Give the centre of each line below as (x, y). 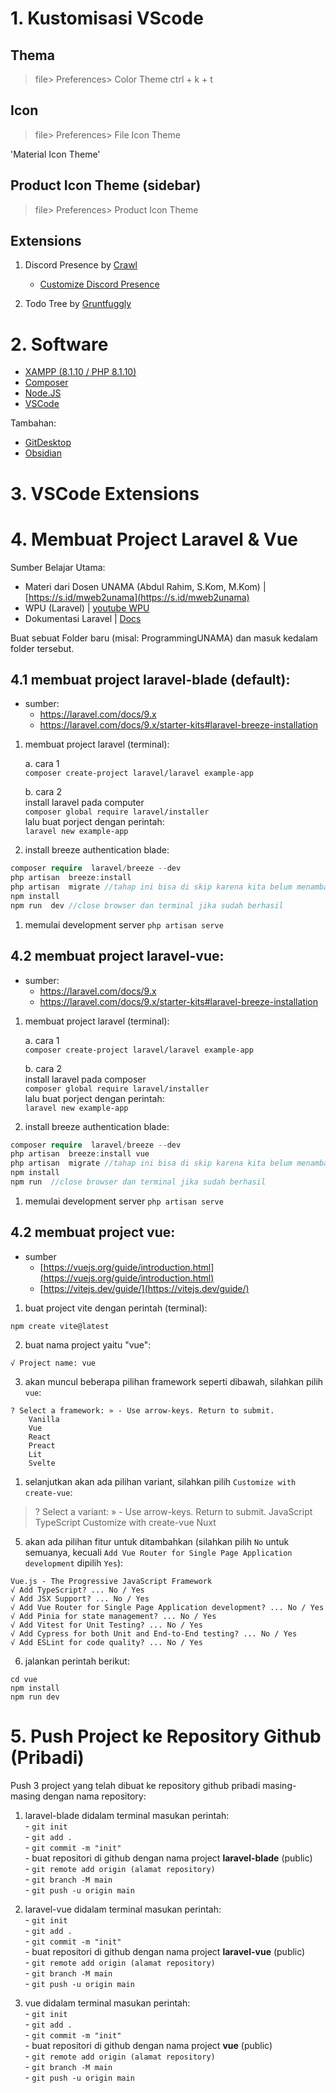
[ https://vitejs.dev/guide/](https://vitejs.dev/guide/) (144, 1288)
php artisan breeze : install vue (80, 1154)
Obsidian (43, 453)
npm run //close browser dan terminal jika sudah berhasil (138, 1182)
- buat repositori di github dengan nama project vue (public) (148, 2045)
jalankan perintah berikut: (77, 1661)
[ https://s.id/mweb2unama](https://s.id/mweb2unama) (137, 597)
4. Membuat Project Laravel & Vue (154, 539)
